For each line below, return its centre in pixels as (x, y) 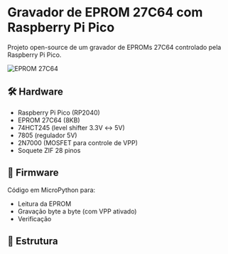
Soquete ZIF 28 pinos (49, 150)
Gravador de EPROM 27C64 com (105, 12)
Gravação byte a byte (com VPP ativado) (77, 211)
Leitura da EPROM (44, 203)
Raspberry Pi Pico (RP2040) (59, 112)
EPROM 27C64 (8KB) (49, 120)
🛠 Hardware (36, 92)
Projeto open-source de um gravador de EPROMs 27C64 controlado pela (114, 47)
